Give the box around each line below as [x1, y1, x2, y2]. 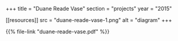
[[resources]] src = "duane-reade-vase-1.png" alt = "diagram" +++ [5, 17, 173, 23]
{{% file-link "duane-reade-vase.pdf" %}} [5, 28, 110, 35]
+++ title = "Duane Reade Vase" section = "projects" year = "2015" [5, 5, 173, 12]
